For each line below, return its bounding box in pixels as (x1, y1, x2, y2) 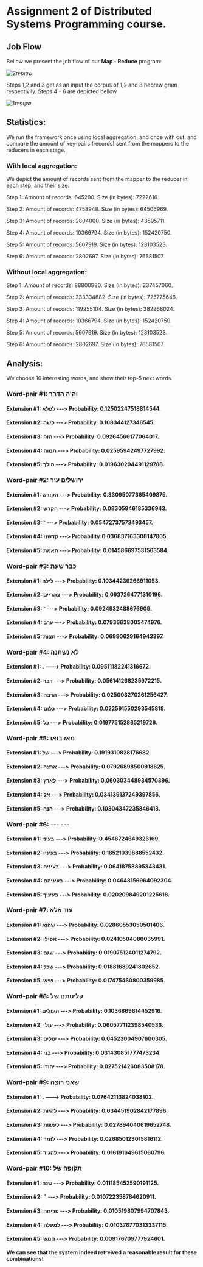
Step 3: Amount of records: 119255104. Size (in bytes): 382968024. (6, 305, 175, 313)
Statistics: (6, 117, 46, 127)
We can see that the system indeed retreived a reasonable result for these (6, 1248, 198, 1256)
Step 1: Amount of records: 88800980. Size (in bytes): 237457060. (6, 282, 173, 289)
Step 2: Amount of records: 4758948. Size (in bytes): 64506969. (6, 205, 168, 213)
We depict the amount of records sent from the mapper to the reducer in (6, 176, 188, 183)
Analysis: (6, 358, 43, 369)
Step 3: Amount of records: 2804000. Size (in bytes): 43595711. (6, 218, 166, 225)
